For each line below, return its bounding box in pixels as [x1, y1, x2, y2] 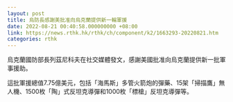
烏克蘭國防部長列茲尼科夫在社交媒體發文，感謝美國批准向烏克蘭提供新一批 [7, 56, 220, 64]
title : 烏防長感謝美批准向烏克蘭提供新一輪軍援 [7, 17, 128, 23]
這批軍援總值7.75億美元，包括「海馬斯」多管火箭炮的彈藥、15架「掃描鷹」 [7, 79, 220, 87]
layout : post [7, 10, 45, 17]
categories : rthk [7, 36, 58, 43]
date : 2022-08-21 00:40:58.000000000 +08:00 [7, 23, 138, 30]
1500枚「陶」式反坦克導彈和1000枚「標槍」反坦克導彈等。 [25, 88, 193, 96]
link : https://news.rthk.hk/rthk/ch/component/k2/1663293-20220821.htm [7, 29, 218, 37]
